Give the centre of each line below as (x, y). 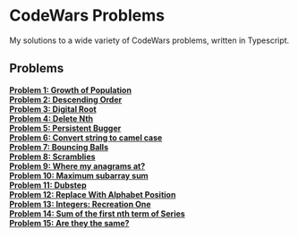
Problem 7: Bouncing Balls (59, 147)
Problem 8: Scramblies (52, 157)
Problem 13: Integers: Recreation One (80, 204)
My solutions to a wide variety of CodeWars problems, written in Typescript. (149, 40)
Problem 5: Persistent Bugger (65, 128)
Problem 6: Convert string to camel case (86, 137)
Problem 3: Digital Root (53, 109)
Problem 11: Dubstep (48, 185)
